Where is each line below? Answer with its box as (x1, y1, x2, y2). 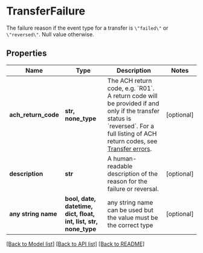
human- (113, 154, 137, 163)
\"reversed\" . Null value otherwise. (6, 30, 95, 38)
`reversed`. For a (107, 122, 154, 130)
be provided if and (107, 99, 159, 107)
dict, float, (65, 209, 95, 218)
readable (107, 162, 133, 170)
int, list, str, (65, 217, 98, 225)
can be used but (107, 206, 154, 214)
